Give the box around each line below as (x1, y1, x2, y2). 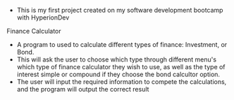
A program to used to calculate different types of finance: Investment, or (16, 41, 228, 48)
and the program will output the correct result (16, 85, 149, 93)
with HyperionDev (16, 13, 70, 22)
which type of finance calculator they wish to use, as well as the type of (16, 63, 226, 71)
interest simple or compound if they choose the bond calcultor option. (16, 70, 220, 78)
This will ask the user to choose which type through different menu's (16, 55, 216, 64)
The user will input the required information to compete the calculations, (16, 78, 227, 86)
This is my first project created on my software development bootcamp (16, 6, 223, 14)
